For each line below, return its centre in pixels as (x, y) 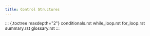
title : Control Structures (32, 9)
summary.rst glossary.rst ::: (32, 28)
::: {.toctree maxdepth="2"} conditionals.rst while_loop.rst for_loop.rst (75, 23)
